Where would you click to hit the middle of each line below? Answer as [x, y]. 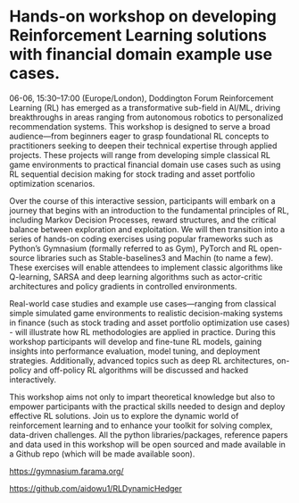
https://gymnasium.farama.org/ [66, 471]
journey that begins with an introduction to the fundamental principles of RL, [149, 210]
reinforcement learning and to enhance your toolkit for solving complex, [141, 425]
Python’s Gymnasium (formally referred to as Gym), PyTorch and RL [134, 248]
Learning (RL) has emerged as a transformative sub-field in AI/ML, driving [145, 107]
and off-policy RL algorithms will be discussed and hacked [141, 370]
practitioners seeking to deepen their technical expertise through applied [143, 146]
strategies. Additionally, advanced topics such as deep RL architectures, [142, 360]
